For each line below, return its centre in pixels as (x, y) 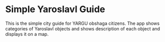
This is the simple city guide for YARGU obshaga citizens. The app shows (82, 23)
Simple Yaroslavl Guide (55, 9)
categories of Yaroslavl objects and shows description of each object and (83, 28)
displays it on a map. (27, 34)
